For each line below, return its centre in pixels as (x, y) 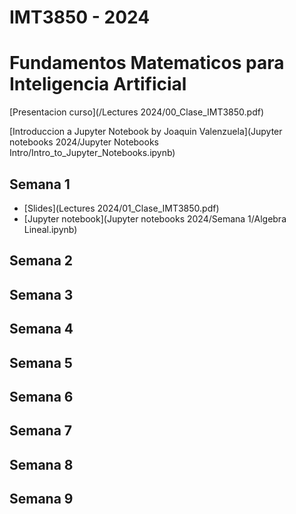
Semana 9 (41, 499)
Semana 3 (41, 294)
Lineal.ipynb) (50, 229)
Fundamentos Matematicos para (147, 63)
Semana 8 (41, 464)
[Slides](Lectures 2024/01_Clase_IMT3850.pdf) (121, 208)
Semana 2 (41, 261)
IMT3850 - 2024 (80, 17)
